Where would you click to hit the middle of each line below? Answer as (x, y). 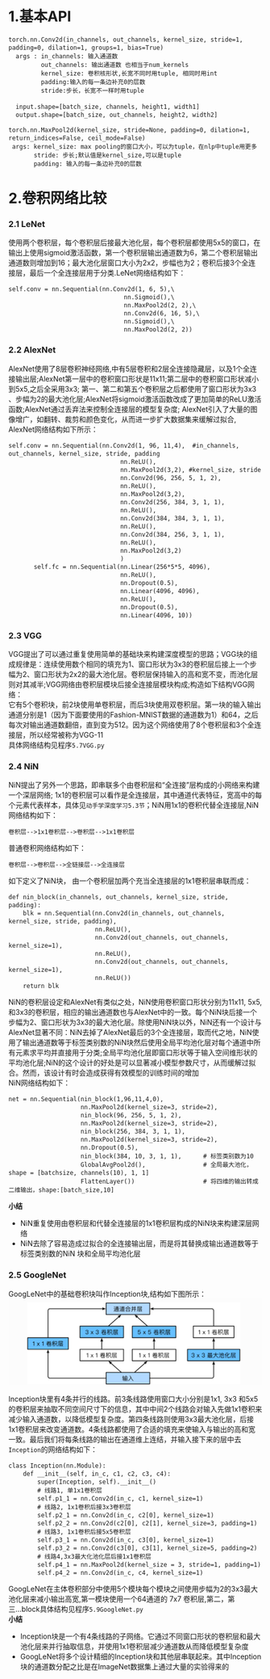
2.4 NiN (24, 766)
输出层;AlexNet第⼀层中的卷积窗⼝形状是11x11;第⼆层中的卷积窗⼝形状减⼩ (137, 379)
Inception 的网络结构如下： (53, 1450)
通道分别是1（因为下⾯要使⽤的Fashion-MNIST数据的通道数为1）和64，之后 (133, 715)
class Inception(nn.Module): (57, 1466)
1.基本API (40, 17)
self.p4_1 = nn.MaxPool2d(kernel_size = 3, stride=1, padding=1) (150, 1565)
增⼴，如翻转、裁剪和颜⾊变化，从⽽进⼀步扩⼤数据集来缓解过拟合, (126, 419)
